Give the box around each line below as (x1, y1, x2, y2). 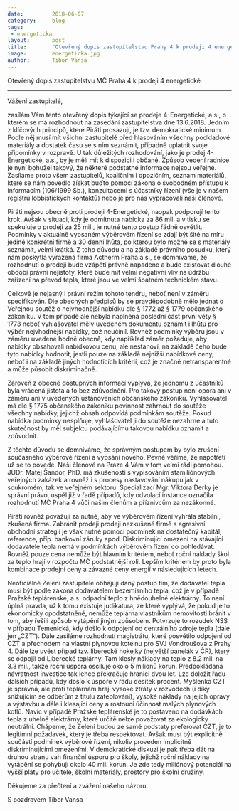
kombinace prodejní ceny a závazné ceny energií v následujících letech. (7, 565, 218, 573)
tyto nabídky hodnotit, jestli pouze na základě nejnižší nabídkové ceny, (7, 349, 214, 358)
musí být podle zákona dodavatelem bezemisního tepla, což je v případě (7, 586, 219, 595)
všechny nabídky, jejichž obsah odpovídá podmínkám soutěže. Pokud (7, 408, 212, 417)
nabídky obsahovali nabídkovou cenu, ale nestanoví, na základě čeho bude (7, 342, 228, 351)
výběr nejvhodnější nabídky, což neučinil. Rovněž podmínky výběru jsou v (7, 327, 224, 335)
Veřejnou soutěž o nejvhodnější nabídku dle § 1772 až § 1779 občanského (7, 304, 223, 313)
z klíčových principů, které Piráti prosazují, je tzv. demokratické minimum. (7, 125, 223, 134)
